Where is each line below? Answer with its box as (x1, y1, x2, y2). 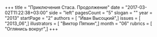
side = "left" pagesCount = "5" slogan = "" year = (49, 10, 153, 16)
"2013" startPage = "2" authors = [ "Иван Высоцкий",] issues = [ (5, 15, 141, 21)
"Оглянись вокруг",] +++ (5, 26, 58, 32)
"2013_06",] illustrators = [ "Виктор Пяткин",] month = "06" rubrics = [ (5, 20, 152, 26)
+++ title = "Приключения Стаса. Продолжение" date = (5, 5, 124, 10)
